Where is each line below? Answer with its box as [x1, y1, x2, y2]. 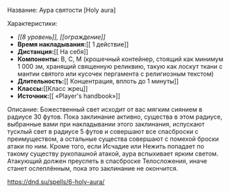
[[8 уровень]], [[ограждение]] [17, 33, 106, 41]
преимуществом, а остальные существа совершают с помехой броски [7, 135, 219, 143]
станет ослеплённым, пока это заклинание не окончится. [7, 165, 179, 172]
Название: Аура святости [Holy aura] [7, 6, 116, 14]
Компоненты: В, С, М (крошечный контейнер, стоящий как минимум [17, 55, 224, 63]
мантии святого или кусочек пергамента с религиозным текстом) [17, 69, 214, 78]
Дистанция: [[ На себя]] [17, 48, 89, 56]
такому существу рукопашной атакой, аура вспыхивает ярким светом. [7, 149, 219, 158]
